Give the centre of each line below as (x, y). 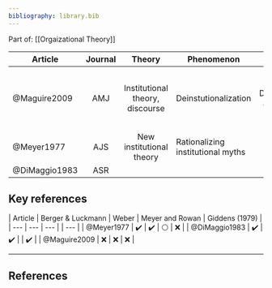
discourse (146, 108)
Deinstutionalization (214, 98)
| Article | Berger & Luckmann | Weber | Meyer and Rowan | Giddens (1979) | (136, 218)
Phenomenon (214, 59)
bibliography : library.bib (54, 16)
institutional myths (211, 152)
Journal (101, 59)
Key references (48, 199)
